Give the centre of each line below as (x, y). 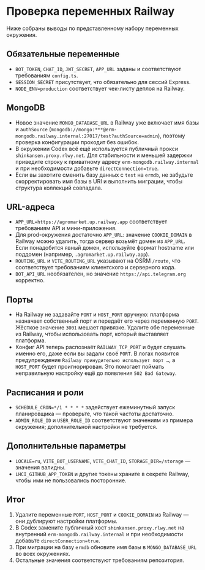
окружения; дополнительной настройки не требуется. (86, 427)
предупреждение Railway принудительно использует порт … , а (95, 360)
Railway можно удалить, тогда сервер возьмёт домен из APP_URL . (100, 241)
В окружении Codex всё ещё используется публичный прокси (97, 148)
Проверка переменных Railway (91, 11)
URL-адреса (31, 207)
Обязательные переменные (63, 54)
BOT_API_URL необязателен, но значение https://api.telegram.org (101, 274)
